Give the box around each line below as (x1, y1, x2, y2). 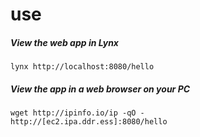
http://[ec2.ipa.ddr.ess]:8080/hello (10, 117, 168, 127)
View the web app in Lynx (10, 36, 119, 48)
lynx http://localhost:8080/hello (10, 62, 155, 72)
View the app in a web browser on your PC (10, 83, 191, 95)
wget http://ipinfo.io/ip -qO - (10, 108, 145, 118)
